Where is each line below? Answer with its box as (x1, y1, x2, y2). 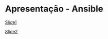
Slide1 (5, 19, 17, 25)
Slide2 (5, 28, 18, 34)
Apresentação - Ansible (5, 3, 104, 14)
